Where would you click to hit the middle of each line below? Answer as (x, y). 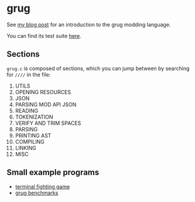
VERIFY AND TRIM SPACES (48, 123)
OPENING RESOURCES (43, 92)
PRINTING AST (33, 135)
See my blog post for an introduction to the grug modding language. (89, 25)
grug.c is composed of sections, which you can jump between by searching (98, 68)
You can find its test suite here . (44, 36)
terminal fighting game (42, 186)
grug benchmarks (37, 193)
